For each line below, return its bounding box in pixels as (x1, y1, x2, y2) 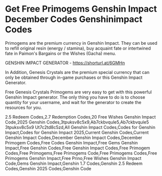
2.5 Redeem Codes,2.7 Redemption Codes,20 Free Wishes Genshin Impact (5, 114, 156, 120)
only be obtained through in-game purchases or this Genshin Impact (5, 74, 143, 80)
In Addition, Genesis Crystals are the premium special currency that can (5, 69, 150, 75)
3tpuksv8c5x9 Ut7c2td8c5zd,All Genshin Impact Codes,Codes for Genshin (5, 124, 156, 130)
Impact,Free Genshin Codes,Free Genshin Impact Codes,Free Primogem (5, 145, 150, 151)
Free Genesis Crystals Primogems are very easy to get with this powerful (5, 89, 152, 95)
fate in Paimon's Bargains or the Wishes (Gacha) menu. (5, 50, 116, 56)
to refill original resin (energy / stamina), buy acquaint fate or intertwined (5, 45, 151, 51)
